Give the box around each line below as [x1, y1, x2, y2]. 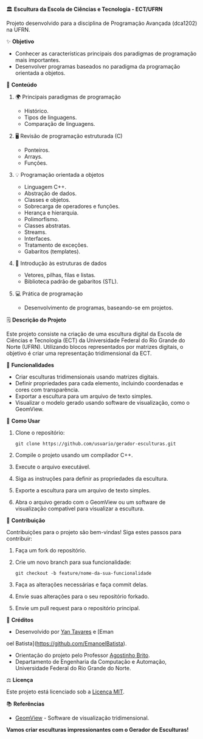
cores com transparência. [15, 386, 80, 393]
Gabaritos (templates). [24, 248, 81, 255]
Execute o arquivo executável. [15, 463, 91, 470]
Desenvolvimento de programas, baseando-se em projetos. [24, 304, 174, 311]
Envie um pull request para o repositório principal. [15, 605, 140, 611]
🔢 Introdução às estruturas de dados [15, 260, 107, 267]
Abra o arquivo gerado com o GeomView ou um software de [15, 498, 166, 506]
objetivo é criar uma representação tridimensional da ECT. [6, 349, 152, 357]
